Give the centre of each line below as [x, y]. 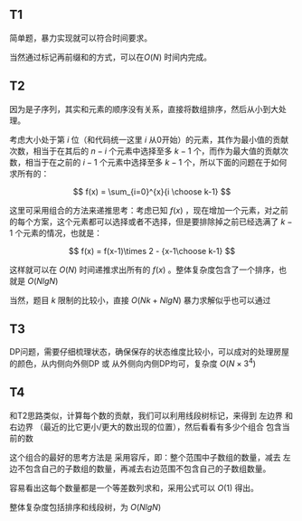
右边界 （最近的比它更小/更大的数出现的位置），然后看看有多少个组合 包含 [146, 426]
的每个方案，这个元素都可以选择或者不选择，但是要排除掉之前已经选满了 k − [151, 222]
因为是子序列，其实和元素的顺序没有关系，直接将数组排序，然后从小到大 [144, 109]
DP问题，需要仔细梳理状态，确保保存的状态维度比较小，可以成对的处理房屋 [150, 352]
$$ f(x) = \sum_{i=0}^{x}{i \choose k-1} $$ [152, 191]
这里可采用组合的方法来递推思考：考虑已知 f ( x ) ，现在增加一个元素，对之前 [149, 210]
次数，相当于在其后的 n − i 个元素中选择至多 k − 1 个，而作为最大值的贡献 [145, 151]
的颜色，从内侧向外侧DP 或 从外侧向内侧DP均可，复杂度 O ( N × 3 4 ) [132, 363]
